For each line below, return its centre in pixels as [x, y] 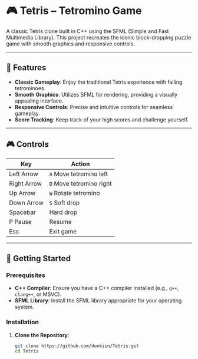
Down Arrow [27, 202]
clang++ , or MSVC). [38, 294]
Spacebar [23, 212]
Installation [23, 322]
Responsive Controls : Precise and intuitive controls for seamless [94, 107]
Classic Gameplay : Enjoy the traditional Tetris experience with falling [98, 82]
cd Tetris [27, 351]
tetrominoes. [30, 88]
